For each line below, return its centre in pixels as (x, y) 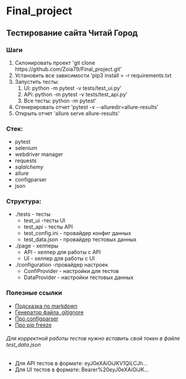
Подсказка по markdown (46, 306)
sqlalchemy (29, 167)
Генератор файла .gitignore (49, 312)
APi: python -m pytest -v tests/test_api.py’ (75, 94)
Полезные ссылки (34, 293)
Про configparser (36, 318)
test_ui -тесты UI (44, 221)
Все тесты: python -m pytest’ (60, 101)
